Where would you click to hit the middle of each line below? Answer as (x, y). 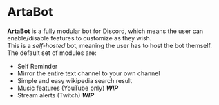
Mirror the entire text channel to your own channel (88, 73)
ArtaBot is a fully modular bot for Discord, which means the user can (105, 31)
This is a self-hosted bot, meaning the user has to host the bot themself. (110, 45)
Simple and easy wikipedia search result (75, 80)
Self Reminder (37, 66)
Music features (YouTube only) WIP (68, 88)
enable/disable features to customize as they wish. (79, 38)
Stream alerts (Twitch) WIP (56, 95)
